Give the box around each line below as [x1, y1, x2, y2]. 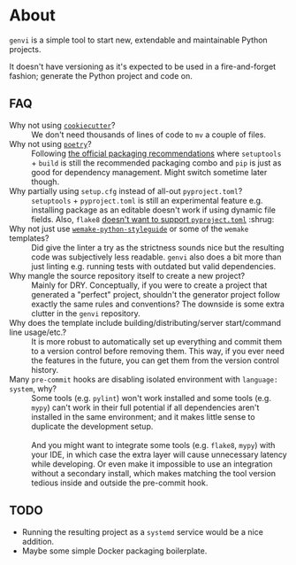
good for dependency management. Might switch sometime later [31, 166, 268, 177]
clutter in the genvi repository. [31, 307, 140, 319]
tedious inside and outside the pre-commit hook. [31, 477, 209, 488]
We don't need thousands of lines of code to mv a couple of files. [31, 129, 267, 140]
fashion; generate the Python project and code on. [9, 70, 193, 81]
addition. [21, 536, 55, 546]
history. [31, 364, 59, 375]
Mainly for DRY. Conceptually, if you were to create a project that [31, 280, 268, 290]
